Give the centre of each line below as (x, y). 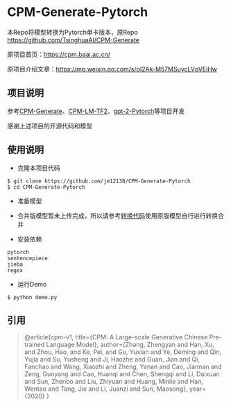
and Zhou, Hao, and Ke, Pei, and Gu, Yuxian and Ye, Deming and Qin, (123, 352)
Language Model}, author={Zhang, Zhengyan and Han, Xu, (130, 345)
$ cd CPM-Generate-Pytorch (46, 187)
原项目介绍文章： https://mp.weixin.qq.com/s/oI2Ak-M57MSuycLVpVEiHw (112, 69)
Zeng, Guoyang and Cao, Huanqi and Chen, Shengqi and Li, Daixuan (122, 374)
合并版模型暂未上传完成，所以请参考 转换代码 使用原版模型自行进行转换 (118, 215)
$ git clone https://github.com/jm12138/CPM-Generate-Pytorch (99, 181)
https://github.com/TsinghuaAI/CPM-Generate (74, 40)
